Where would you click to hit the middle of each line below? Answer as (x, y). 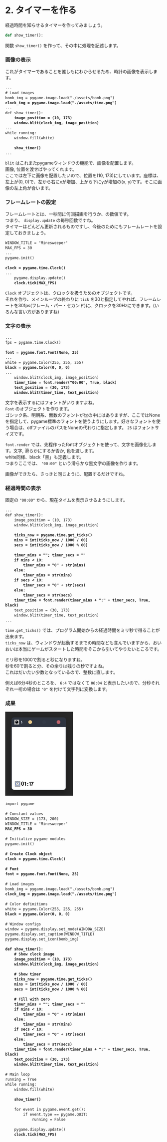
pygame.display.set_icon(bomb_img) (42, 939)
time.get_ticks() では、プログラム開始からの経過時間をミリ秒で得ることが (83, 630)
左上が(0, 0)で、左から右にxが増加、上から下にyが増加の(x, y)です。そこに (82, 182)
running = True (21, 1080)
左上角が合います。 (33, 188)
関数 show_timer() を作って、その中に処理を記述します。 (63, 45)
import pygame (20, 804)
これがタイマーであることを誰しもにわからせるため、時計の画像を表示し (79, 72)
